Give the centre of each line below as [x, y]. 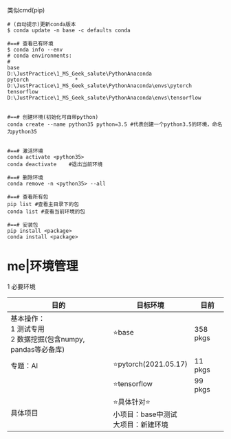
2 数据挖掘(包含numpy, [48, 339]
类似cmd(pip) [26, 10]
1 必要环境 [21, 286]
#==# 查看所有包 [28, 197]
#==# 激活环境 [25, 151]
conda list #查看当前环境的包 [46, 212]
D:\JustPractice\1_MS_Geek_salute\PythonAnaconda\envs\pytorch [100, 86]
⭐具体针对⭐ [132, 402]
